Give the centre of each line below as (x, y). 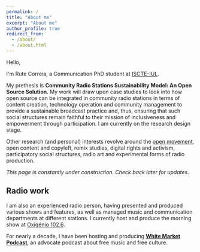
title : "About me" (29, 17)
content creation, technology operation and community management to (94, 104)
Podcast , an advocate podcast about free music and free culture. (87, 242)
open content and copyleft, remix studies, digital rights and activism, (91, 148)
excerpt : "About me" (32, 23)
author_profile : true (33, 28)
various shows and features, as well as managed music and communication (99, 212)
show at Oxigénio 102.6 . (36, 224)
